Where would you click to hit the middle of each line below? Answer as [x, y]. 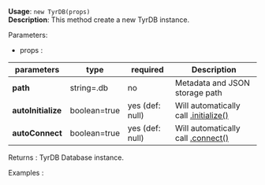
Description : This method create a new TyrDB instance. [99, 20]
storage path [198, 92]
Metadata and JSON [213, 83]
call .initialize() [202, 115]
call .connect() [202, 138]
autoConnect [37, 133]
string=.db [89, 88]
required [147, 70]
